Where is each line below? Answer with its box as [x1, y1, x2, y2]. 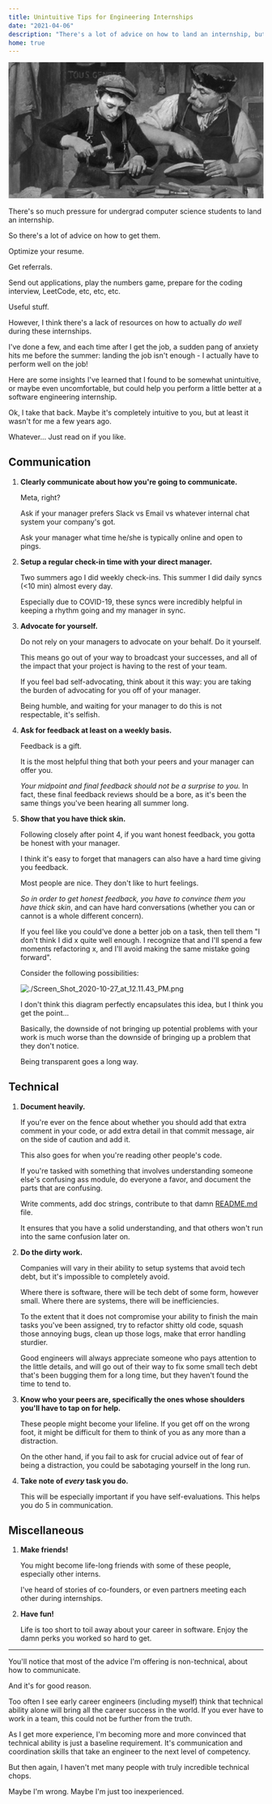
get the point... [19, 1008, 70, 1017]
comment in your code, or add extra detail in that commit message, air [19, 1126, 255, 1135]
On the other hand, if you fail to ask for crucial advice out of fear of [19, 1451, 244, 1461]
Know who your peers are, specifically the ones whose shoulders [19, 1394, 245, 1404]
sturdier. [19, 1337, 49, 1347]
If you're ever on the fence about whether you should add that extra [19, 1117, 247, 1127]
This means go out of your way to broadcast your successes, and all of [19, 652, 257, 662]
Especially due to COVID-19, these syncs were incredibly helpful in [19, 596, 243, 606]
